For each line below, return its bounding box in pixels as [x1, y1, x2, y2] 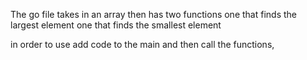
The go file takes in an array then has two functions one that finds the [10, 9, 297, 20]
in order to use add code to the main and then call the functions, [10, 39, 275, 50]
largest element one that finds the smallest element [10, 19, 222, 31]
